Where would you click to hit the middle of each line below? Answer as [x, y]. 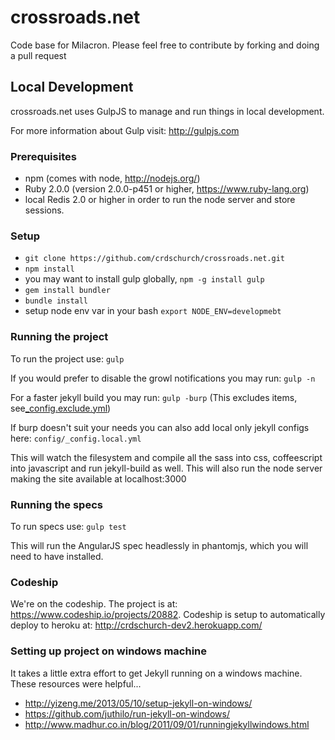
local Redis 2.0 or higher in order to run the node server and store [160, 200]
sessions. [44, 210]
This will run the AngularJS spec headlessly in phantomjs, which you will [159, 545]
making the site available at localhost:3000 [98, 478]
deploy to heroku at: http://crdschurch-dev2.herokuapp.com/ [136, 625]
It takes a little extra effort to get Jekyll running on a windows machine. [156, 673]
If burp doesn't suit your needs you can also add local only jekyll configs [160, 427]
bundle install [56, 301]
